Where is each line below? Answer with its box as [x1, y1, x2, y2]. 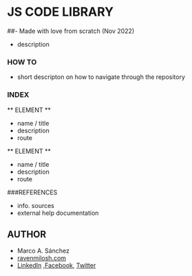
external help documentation [17, 209, 99, 217]
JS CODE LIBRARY [7, 4, 114, 20]
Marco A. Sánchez [17, 246, 70, 255]
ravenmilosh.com [17, 254, 67, 262]
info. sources [17, 201, 55, 209]
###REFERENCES [7, 188, 58, 196]
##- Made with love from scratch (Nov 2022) [7, 27, 135, 35]
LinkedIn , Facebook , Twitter [17, 262, 96, 270]
